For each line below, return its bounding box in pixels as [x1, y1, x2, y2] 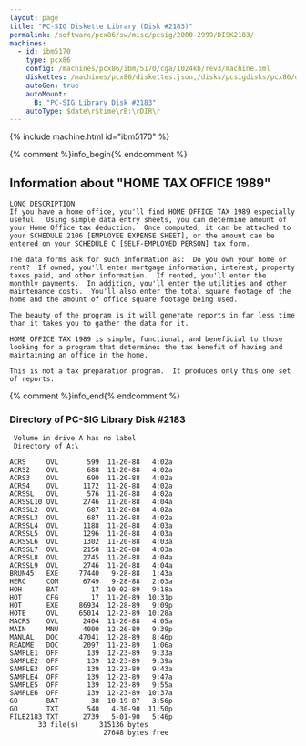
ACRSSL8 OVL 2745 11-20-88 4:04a [9, 553, 173, 562]
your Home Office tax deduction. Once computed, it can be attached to [9, 224, 291, 233]
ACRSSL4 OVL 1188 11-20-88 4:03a [9, 521, 173, 530]
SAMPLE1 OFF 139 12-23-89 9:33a [9, 649, 173, 658]
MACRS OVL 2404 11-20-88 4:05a [9, 617, 173, 626]
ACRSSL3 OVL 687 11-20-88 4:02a [9, 513, 173, 523]
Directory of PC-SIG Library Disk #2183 [9, 413, 187, 426]
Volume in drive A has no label [13, 434, 137, 443]
